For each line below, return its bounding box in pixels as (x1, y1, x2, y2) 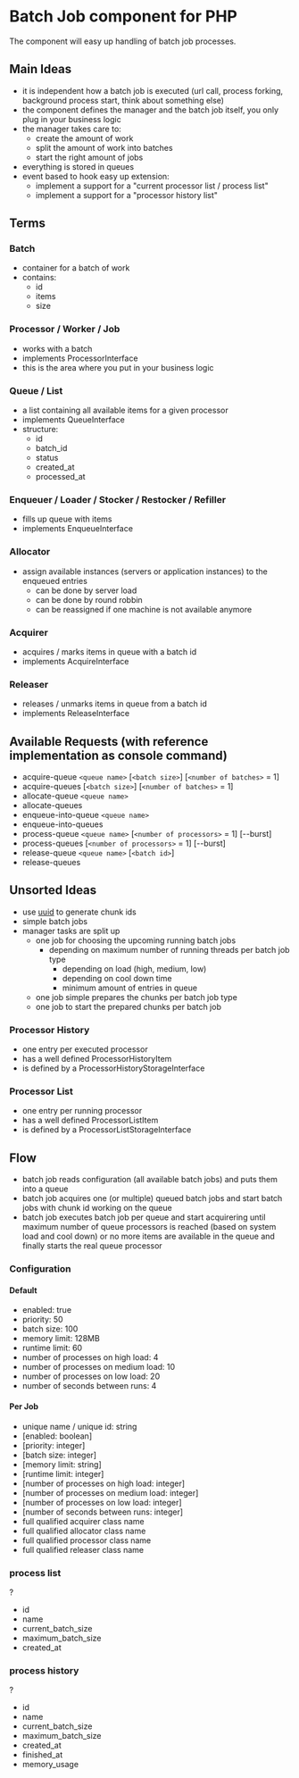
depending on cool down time (62, 972, 172, 983)
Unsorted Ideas (9, 882, 97, 898)
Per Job (9, 1400, 38, 1412)
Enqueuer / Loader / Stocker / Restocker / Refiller (9, 493, 226, 505)
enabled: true (21, 1305, 72, 1315)
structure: (21, 424, 59, 435)
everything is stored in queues (21, 161, 135, 171)
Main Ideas (9, 62, 72, 77)
